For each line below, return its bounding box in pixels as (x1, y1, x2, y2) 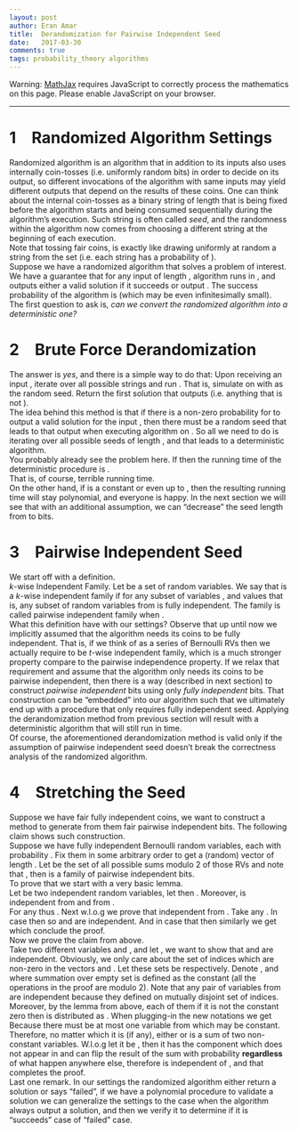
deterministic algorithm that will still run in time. (9, 723, 182, 733)
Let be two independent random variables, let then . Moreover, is (9, 887, 246, 898)
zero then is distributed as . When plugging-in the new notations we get (9, 1010, 272, 1021)
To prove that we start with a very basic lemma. (9, 877, 183, 888)
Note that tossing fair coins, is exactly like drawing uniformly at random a (9, 242, 277, 253)
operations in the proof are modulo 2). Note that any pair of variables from (9, 982, 281, 992)
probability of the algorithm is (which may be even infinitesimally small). (9, 289, 272, 300)
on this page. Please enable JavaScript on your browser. (9, 88, 216, 99)
